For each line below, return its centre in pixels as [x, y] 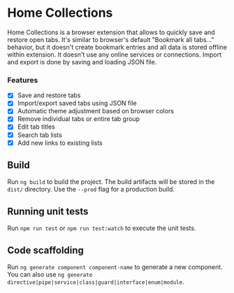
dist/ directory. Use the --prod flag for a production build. [91, 190]
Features [23, 80]
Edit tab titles [36, 127]
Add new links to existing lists [60, 143]
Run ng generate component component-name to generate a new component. [115, 267]
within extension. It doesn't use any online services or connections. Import [115, 55]
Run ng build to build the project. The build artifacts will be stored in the [111, 182]
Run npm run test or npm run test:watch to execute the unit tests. [102, 228]
